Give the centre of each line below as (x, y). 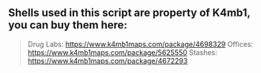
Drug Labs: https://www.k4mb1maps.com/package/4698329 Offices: (140, 44)
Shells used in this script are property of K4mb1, (129, 13)
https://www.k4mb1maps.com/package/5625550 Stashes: (122, 52)
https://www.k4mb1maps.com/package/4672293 (108, 60)
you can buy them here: (68, 26)
